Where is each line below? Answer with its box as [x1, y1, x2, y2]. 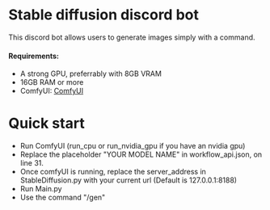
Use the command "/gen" [19, 192, 106, 203]
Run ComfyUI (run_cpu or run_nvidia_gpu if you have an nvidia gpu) [19, 141, 246, 151]
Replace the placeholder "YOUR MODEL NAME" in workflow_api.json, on [19, 149, 263, 159]
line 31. [19, 158, 44, 168]
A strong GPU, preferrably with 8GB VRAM [19, 69, 162, 78]
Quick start [8, 115, 85, 132]
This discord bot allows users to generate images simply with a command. [8, 32, 256, 42]
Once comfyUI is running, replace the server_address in [19, 167, 206, 177]
